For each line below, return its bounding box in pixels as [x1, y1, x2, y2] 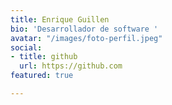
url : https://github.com [19, 61, 123, 71]
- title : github [10, 52, 78, 62]
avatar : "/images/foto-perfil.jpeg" [10, 33, 163, 43]
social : [10, 42, 43, 53]
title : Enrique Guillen [10, 14, 110, 25]
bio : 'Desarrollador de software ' [10, 24, 159, 34]
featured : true [10, 71, 74, 81]
